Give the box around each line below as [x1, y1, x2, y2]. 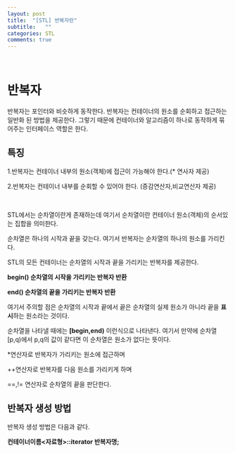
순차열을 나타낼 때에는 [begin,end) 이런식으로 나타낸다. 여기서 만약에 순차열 [7, 326, 217, 334]
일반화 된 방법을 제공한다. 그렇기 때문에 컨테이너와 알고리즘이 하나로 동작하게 [7, 116, 218, 124]
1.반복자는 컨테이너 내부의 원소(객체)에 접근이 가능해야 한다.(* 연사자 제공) [7, 166, 210, 176]
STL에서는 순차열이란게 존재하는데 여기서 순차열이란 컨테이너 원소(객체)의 [7, 210, 210, 218]
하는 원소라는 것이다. [13, 311, 70, 320]
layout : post [7, 10, 46, 18]
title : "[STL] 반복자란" [7, 17, 77, 24]
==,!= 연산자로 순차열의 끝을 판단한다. [7, 380, 111, 388]
